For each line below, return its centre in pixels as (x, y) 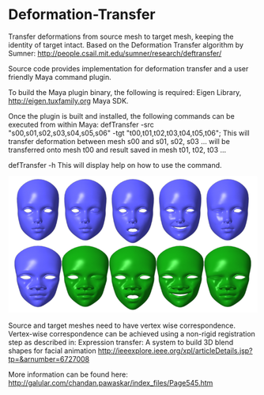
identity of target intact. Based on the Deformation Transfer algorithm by (126, 44)
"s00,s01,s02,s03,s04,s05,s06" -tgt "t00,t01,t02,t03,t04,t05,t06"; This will (129, 133)
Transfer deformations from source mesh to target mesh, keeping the (121, 36)
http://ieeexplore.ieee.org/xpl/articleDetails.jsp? (175, 351)
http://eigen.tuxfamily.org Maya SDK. (68, 101)
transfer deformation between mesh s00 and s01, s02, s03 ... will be (119, 141)
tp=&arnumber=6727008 (49, 359)
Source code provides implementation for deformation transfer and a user (128, 68)
